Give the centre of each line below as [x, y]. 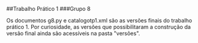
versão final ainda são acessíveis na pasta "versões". [73, 33]
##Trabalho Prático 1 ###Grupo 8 [48, 9]
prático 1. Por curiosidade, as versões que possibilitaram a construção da [99, 27]
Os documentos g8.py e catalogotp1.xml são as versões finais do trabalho [99, 20]
